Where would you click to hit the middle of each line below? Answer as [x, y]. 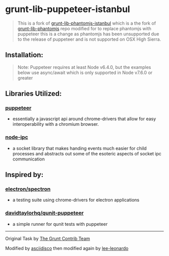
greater [25, 78]
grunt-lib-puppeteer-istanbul [68, 9]
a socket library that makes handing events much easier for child [79, 148]
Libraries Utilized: [33, 94]
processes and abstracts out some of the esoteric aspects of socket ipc [87, 153]
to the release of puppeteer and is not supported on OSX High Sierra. [89, 39]
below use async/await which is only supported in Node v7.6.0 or [85, 72]
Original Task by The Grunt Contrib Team [48, 238]
